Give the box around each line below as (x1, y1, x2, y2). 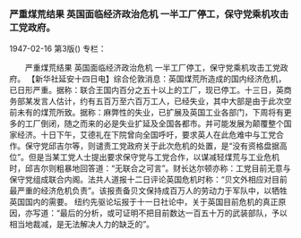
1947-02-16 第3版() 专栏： (9, 43, 107, 55)
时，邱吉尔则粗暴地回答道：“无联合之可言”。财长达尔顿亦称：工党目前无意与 (9, 163, 291, 174)
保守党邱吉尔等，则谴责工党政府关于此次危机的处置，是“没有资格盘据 (24, 140, 280, 151)
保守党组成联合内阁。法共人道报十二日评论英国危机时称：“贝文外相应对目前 (9, 174, 288, 185)
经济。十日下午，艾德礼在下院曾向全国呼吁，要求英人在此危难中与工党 (16, 130, 276, 140)
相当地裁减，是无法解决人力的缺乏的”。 (9, 219, 155, 230)
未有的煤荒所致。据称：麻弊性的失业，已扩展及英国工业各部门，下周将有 (16, 107, 284, 118)
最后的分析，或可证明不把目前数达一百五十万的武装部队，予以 (59, 208, 288, 218)
